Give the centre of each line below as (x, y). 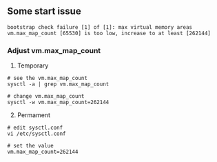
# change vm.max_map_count (46, 97)
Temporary (33, 65)
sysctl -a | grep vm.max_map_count (58, 84)
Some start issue (44, 11)
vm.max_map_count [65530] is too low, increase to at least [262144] (109, 33)
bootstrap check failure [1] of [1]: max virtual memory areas (100, 27)
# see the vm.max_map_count (48, 79)
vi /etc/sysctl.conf (37, 134)
